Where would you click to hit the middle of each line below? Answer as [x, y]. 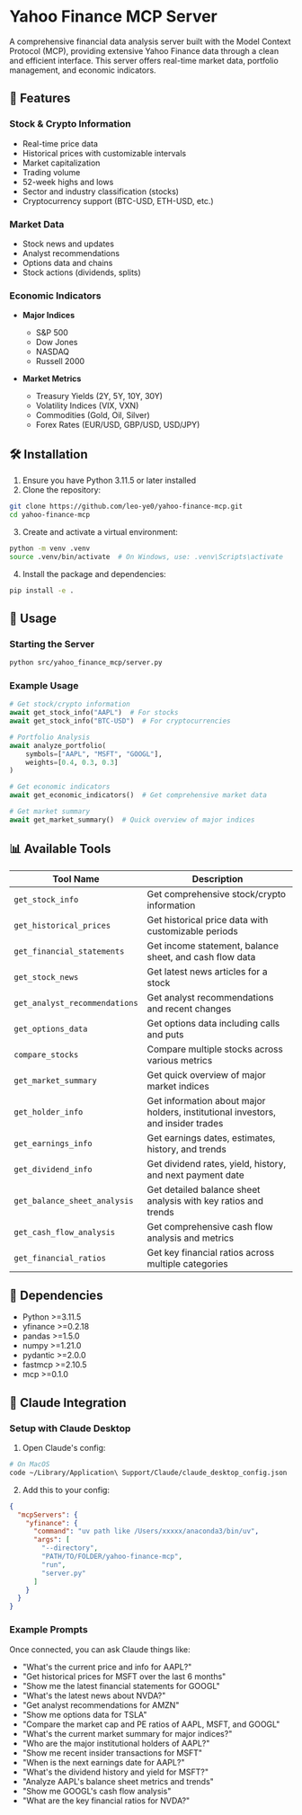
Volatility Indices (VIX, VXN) [87, 405]
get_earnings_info [53, 1143]
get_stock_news [46, 977]
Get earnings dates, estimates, [211, 1137]
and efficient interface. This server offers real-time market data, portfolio [144, 60]
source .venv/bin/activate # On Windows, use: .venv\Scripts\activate [146, 556]
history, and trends [187, 1149]
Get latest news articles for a [207, 971]
